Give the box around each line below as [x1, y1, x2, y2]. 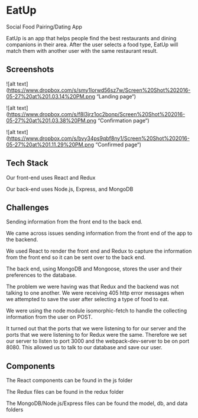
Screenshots [6, 65, 54, 75]
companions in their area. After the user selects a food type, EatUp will [6, 41, 178, 48]
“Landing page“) [96, 92, 137, 100]
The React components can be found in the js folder [6, 377, 133, 384]
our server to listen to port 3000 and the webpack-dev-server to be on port [6, 337, 190, 344]
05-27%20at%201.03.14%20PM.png [6, 92, 96, 100]
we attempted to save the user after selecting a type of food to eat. [6, 296, 170, 303]
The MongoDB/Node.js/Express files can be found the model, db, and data [6, 400, 188, 407]
